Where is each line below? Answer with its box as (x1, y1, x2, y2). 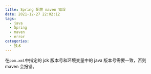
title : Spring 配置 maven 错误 (5, 7, 66, 12)
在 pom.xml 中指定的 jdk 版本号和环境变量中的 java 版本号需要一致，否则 (5, 57, 147, 63)
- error (9, 35, 25, 39)
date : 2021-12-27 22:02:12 (5, 12, 60, 17)
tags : (5, 16, 16, 21)
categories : (5, 39, 29, 44)
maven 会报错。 (5, 63, 37, 69)
